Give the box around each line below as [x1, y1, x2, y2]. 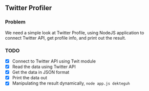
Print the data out [12, 75, 47, 81]
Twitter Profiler [5, 4, 52, 12]
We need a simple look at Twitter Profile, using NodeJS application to [5, 29, 144, 36]
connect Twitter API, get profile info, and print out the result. [5, 35, 126, 41]
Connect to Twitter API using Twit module [12, 58, 96, 64]
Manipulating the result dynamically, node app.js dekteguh [12, 80, 130, 86]
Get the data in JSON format [12, 69, 69, 75]
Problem [5, 19, 26, 25]
